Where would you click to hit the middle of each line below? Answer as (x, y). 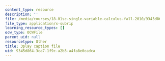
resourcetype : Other (26, 42)
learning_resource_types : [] (35, 28)
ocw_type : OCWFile (24, 32)
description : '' (22, 14)
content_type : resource (29, 10)
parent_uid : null (23, 37)
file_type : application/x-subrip (39, 23)
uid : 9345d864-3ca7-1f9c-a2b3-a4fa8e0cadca (50, 51)
